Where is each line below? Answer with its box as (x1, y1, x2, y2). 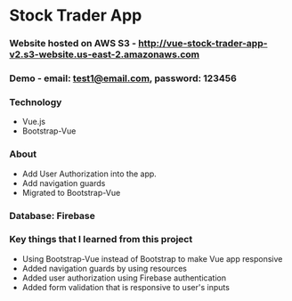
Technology (9, 95, 62, 108)
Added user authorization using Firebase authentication (21, 273, 227, 283)
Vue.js (21, 117, 46, 127)
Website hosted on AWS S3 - (9, 37, 136, 50)
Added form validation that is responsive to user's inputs (21, 281, 230, 292)
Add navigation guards (21, 177, 106, 188)
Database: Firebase (9, 209, 96, 222)
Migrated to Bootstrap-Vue (21, 187, 121, 198)
